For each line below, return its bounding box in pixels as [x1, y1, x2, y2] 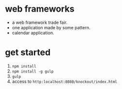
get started [5, 47, 51, 58]
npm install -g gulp [12, 69, 54, 74]
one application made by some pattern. [12, 24, 91, 30]
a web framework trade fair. [12, 19, 68, 25]
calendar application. [12, 30, 54, 36]
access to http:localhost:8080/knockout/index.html [12, 78, 118, 84]
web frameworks [5, 3, 75, 15]
